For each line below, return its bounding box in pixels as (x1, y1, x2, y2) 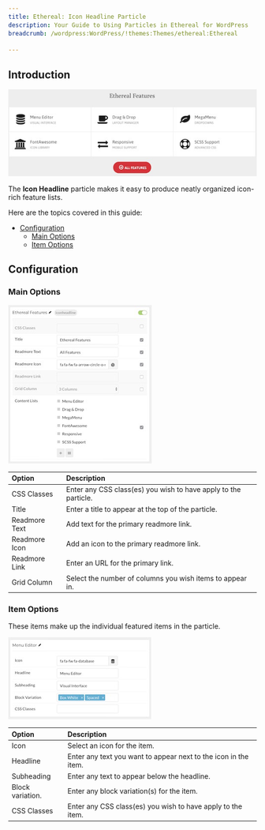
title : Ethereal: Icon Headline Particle (8, 13, 147, 21)
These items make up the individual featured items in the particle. (8, 622, 221, 631)
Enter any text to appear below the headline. (67, 771, 211, 781)
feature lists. (22, 192, 63, 201)
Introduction (8, 68, 71, 81)
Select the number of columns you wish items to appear (65, 573, 247, 583)
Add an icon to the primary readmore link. (65, 539, 201, 548)
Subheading (11, 771, 51, 781)
